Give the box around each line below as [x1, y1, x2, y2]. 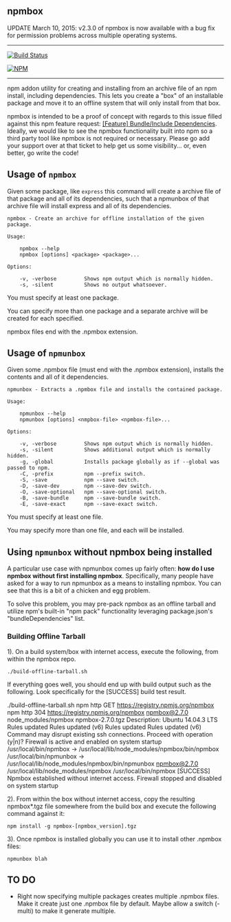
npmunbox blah [7, 855, 48, 862]
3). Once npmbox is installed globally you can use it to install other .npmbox [7, 834, 222, 843]
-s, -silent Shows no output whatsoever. [19, 281, 168, 288]
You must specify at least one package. [7, 293, 119, 302]
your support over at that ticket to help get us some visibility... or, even [7, 141, 207, 150]
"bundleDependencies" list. [7, 615, 85, 623]
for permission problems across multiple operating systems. [7, 31, 177, 39]
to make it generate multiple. [34, 907, 116, 915]
